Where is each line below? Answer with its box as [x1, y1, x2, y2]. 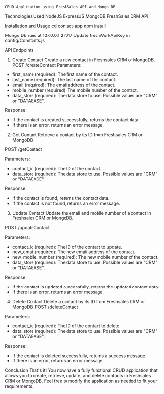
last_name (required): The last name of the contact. [12, 77, 117, 82]
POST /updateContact [5, 225, 50, 230]
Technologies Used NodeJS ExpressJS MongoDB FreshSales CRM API [5, 13, 149, 19]
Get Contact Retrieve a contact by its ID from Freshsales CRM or [12, 132, 143, 138]
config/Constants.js [5, 37, 45, 43]
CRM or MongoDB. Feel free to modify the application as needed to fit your [5, 378, 157, 384]
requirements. [5, 383, 33, 389]
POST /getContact [5, 146, 42, 152]
